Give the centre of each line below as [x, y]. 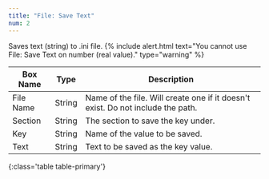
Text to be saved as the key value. [149, 146]
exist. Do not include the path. [141, 107]
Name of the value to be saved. [144, 133]
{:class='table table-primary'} [57, 166]
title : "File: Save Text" [51, 16]
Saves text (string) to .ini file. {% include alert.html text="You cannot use [128, 46]
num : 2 [19, 23]
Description [171, 79]
